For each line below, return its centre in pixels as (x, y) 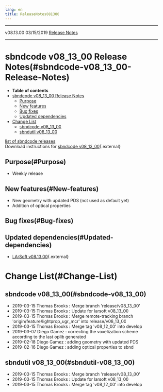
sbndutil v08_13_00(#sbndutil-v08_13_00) (70, 362)
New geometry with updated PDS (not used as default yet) (71, 201)
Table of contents (30, 91)
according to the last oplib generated (49, 337)
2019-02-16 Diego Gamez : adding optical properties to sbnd (73, 347)
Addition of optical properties (41, 206)
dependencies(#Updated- (73, 237)
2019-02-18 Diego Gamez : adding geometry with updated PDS (75, 342)
